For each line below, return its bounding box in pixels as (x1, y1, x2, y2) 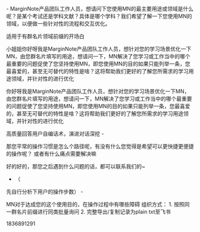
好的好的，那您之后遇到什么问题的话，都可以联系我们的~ (6, 163, 146, 170)
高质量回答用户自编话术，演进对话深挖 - (6, 130, 104, 137)
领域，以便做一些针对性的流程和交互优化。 (6, 20, 111, 27)
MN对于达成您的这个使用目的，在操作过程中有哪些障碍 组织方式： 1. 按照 (6, 201, 185, 208)
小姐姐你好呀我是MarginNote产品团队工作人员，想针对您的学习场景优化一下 (6, 45, 192, 52)
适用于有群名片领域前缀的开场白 (6, 33, 85, 40)
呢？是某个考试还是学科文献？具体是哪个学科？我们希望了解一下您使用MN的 (6, 12, 192, 20)
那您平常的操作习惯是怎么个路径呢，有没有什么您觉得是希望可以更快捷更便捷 (6, 143, 194, 150)
